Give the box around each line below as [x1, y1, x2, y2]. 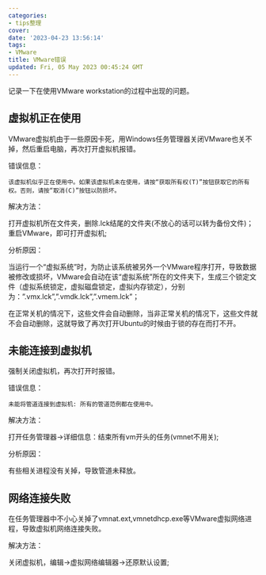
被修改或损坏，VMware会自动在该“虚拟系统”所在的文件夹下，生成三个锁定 [8, 271, 250, 282]
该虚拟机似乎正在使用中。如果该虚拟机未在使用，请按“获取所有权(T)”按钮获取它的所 [8, 178, 244, 186]
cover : [8, 26, 30, 34]
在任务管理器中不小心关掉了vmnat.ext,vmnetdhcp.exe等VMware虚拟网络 [8, 514, 245, 523]
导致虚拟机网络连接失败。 [21, 524, 105, 534]
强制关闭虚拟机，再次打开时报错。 [8, 366, 120, 376]
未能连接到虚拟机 [8, 343, 92, 357]
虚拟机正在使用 [8, 112, 82, 125]
